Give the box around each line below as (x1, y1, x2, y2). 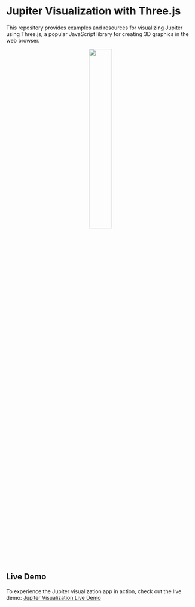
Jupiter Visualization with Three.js (6, 4, 181, 18)
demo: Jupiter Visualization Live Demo (6, 594, 101, 601)
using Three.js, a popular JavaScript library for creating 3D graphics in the (6, 30, 190, 37)
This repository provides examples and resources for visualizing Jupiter (6, 24, 183, 31)
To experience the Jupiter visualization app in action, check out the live (6, 587, 182, 595)
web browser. (6, 37, 40, 44)
